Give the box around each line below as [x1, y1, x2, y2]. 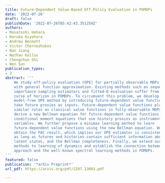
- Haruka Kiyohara [5, 35, 43, 40]
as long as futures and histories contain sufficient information [14, 135, 153, 139]
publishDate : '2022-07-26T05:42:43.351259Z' [5, 21, 98, 26]
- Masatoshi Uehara [5, 30, 45, 35]
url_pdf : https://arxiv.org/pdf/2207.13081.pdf [5, 166, 105, 171]
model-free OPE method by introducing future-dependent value [14, 98, 144, 103]
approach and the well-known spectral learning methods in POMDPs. [14, 148, 155, 153]
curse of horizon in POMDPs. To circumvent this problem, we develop [14, 93, 160, 98]
